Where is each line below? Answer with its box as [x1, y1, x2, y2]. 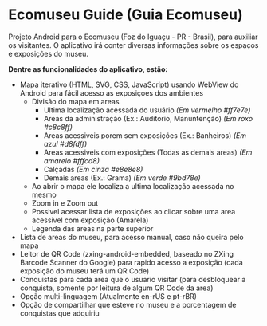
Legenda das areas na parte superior [31, 223, 154, 233]
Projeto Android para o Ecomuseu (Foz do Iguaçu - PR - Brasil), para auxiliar [8, 32, 258, 41]
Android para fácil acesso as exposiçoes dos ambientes [19, 88, 204, 97]
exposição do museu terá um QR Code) [19, 265, 150, 276]
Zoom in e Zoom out [31, 198, 99, 208]
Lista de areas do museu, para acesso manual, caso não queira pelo [19, 232, 245, 242]
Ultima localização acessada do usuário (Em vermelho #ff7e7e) [43, 105, 251, 115]
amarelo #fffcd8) [43, 155, 100, 165]
